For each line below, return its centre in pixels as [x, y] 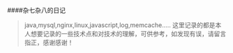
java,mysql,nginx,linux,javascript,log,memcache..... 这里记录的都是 [120, 25]
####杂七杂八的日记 [37, 10]
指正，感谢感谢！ [49, 43]
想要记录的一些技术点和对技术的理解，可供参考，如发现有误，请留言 [128, 34]
